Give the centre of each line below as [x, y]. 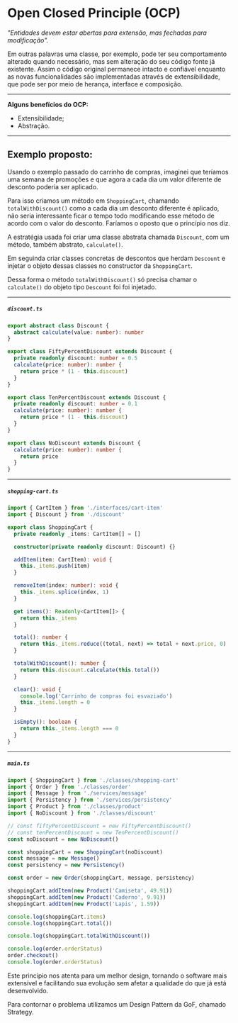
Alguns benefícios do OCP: [48, 104]
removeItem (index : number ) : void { [66, 586]
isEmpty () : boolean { [46, 722]
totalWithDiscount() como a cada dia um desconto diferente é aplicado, [113, 208]
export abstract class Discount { [58, 325]
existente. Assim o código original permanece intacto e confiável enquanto [117, 69]
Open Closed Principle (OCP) [94, 13]
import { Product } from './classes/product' [75, 807]
